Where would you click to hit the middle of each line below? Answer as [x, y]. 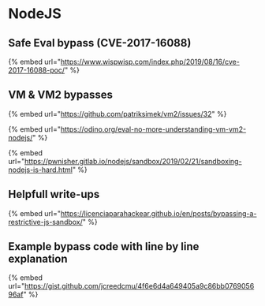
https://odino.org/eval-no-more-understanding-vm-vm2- [153, 129]
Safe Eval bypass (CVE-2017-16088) [100, 43]
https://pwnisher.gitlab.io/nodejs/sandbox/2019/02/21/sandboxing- [133, 161]
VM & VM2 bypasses [60, 95]
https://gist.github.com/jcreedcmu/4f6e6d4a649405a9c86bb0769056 [139, 286]
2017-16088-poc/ [37, 70]
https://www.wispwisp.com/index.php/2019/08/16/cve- [150, 62]
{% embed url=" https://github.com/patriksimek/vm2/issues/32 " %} [118, 114]
